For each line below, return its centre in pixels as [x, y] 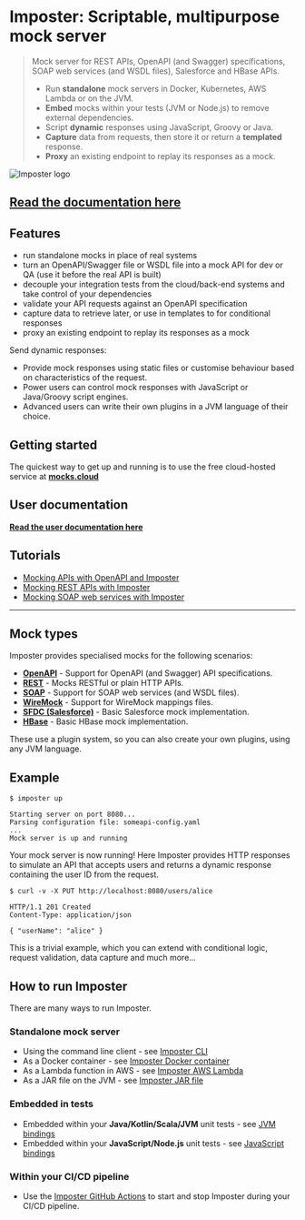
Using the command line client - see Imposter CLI [115, 1052]
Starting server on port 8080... [73, 815]
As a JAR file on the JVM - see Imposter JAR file [113, 1081]
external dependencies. [89, 117]
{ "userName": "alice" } [56, 931]
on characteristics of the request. [85, 378]
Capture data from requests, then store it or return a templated [164, 136]
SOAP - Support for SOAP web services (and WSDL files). [131, 692]
